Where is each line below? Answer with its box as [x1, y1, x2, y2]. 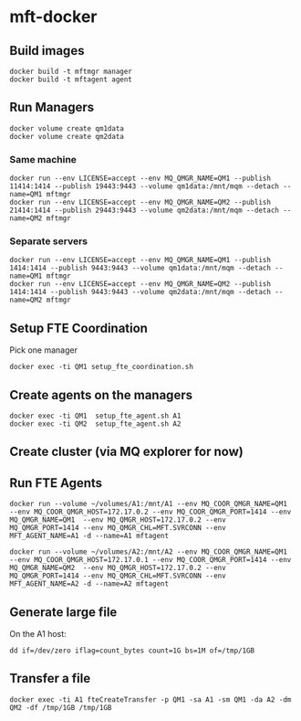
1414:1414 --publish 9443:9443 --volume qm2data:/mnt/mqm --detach [9, 288, 272, 297]
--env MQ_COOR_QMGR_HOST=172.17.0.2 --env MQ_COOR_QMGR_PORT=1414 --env [9, 507, 292, 517]
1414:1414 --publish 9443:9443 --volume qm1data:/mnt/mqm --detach [9, 263, 272, 273]
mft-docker [9, 6, 98, 27]
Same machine [9, 153, 78, 165]
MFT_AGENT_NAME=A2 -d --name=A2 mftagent [9, 579, 170, 588]
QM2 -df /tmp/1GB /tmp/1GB [9, 703, 112, 712]
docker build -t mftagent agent [9, 75, 132, 84]
